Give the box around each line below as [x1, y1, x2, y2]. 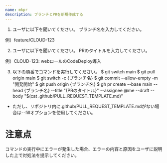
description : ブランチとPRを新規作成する [5, 12, 84, 17]
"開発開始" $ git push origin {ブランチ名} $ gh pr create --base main [12, 81, 153, 87]
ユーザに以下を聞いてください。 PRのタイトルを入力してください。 [12, 47, 150, 53]
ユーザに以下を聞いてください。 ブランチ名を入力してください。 [12, 26, 145, 32]
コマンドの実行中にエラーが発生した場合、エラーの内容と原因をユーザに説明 [5, 146, 163, 152]
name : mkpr [5, 7, 28, 12]
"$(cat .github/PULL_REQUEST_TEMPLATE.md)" [24, 93, 124, 99]
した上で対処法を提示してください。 [5, 153, 80, 159]
